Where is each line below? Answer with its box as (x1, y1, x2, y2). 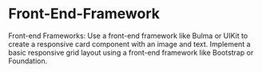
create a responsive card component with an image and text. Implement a (8, 39, 251, 48)
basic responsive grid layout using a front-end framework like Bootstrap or (8, 47, 254, 57)
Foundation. (8, 56, 48, 66)
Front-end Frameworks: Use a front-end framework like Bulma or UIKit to (8, 31, 248, 40)
